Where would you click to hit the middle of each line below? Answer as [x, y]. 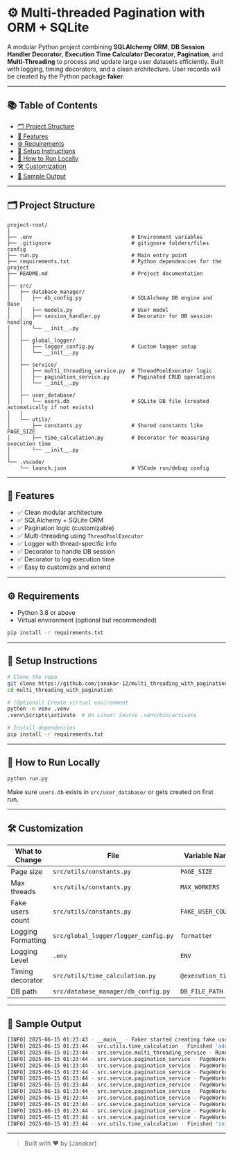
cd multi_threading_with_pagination [60, 690]
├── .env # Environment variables [105, 237]
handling [20, 322]
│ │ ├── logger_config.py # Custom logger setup [102, 346]
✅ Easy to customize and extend [64, 567]
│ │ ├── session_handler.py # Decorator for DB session [110, 316]
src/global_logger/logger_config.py [113, 936]
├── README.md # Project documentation [105, 273]
